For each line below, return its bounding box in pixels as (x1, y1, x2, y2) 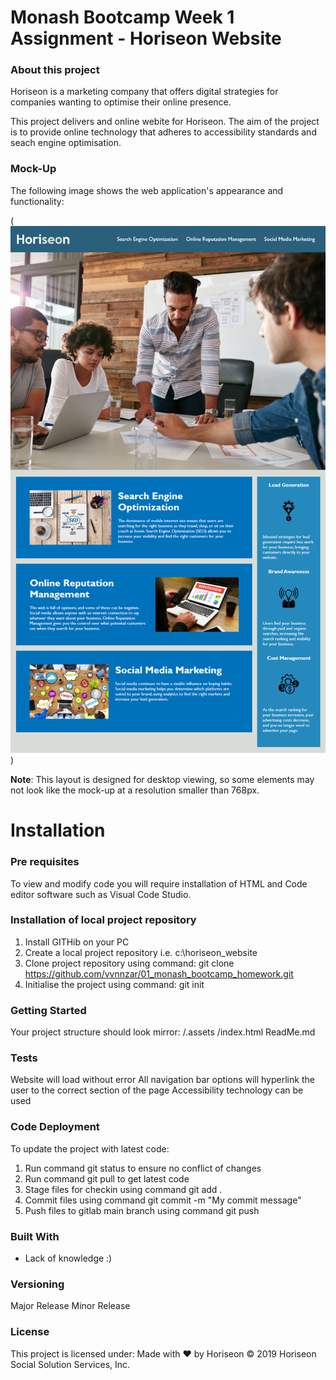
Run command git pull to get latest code (24, 1172, 190, 1185)
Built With (10, 1229, 60, 1243)
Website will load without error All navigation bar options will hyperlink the (10, 1074, 315, 1086)
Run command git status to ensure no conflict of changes (24, 1162, 262, 1174)
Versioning (10, 1277, 65, 1291)
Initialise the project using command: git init (24, 978, 205, 990)
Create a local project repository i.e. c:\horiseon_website (24, 946, 258, 958)
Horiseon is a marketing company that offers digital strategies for (10, 86, 279, 98)
